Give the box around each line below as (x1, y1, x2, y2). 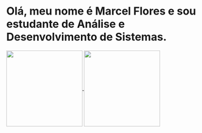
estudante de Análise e (6, 17, 125, 31)
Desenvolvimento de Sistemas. (6, 30, 167, 44)
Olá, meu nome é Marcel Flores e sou (6, 4, 197, 18)
